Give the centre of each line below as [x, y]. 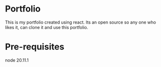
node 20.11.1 [17, 60]
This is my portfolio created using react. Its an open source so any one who [81, 22]
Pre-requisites [35, 47]
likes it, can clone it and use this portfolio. [47, 27]
